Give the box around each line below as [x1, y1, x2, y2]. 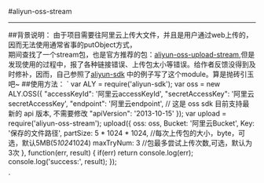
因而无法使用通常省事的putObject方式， [8, 40, 137, 49]
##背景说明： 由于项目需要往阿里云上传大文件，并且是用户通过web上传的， [8, 31, 253, 39]
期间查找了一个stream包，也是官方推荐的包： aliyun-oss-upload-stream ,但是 [8, 50, 255, 59]
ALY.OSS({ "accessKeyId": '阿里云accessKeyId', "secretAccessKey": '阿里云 [8, 90, 255, 98]
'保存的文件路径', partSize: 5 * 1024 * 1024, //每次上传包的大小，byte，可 [8, 129, 246, 137]
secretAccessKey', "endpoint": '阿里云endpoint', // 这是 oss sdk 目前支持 [8, 99, 243, 108]
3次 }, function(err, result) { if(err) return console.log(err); [8, 148, 194, 157]
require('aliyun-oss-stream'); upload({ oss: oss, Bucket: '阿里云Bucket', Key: [8, 119, 255, 128]
